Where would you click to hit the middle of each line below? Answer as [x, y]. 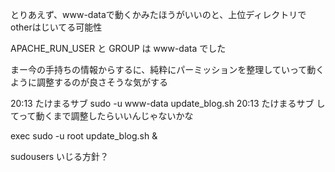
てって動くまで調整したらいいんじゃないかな [102, 116]
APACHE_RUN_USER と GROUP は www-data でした [118, 48]
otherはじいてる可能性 [56, 27]
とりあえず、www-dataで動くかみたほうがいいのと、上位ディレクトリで [158, 14]
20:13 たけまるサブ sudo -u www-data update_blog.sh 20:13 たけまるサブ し [168, 103]
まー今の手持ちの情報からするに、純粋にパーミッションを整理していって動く [167, 69]
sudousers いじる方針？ [60, 156]
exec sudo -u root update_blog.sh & [84, 136]
